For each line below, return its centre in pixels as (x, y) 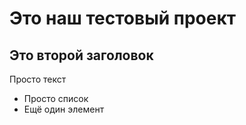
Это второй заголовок (81, 55)
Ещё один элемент (64, 109)
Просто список (56, 98)
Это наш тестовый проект (123, 18)
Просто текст (38, 79)
